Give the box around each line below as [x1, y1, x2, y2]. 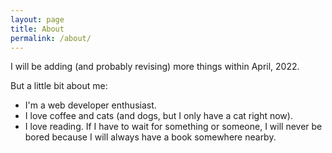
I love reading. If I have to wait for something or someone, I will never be [24, 121, 323, 133]
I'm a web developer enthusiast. [24, 99, 157, 111]
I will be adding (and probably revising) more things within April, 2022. [10, 61, 300, 73]
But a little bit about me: [10, 80, 108, 92]
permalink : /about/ [10, 33, 92, 43]
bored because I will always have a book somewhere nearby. [24, 131, 277, 143]
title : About [10, 24, 65, 34]
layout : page [10, 14, 65, 25]
